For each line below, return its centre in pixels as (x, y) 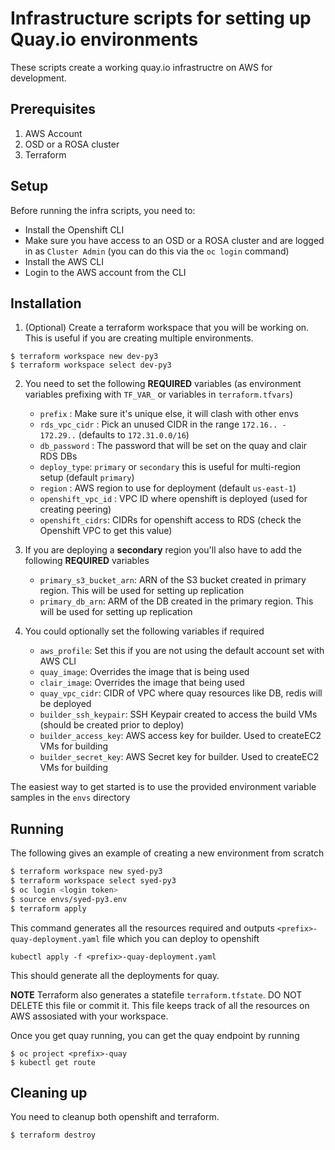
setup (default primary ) (87, 478)
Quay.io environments (104, 39)
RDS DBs (58, 456)
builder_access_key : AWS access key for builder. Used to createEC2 (180, 736)
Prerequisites (53, 109)
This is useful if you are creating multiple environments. (139, 338)
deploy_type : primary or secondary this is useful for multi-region (170, 467)
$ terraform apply (48, 908)
